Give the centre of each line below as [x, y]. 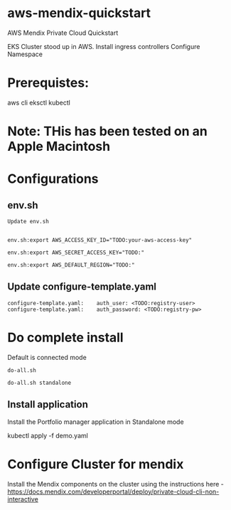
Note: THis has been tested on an [107, 131]
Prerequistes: [48, 83]
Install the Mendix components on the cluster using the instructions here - [116, 484]
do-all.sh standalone [39, 383]
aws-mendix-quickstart [79, 13]
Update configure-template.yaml [82, 287]
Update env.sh [28, 222]
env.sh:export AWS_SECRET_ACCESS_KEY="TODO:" [76, 253]
